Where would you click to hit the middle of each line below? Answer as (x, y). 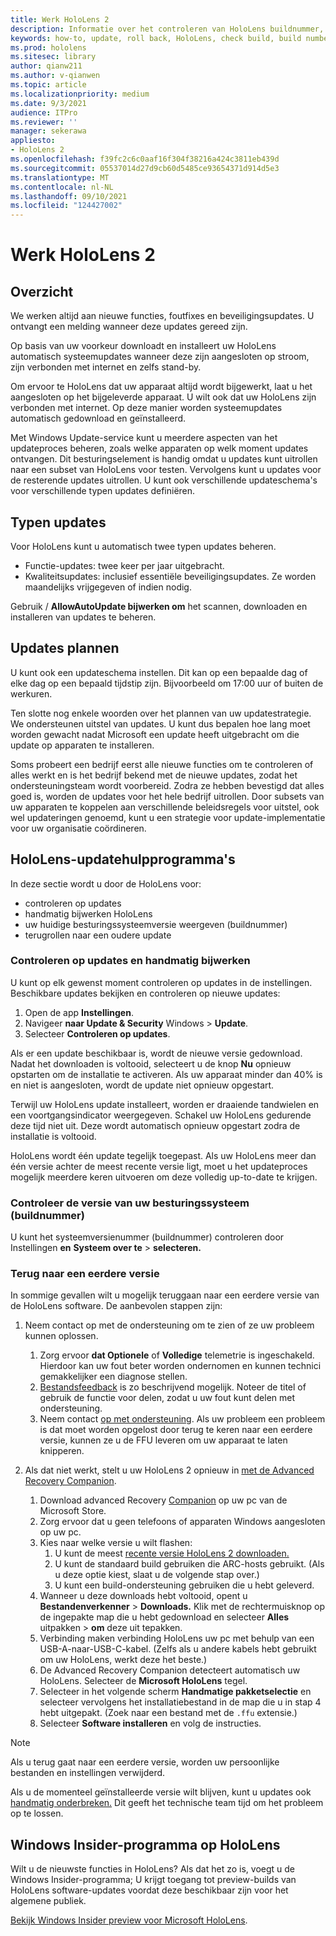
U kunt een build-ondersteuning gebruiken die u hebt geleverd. (184, 1585)
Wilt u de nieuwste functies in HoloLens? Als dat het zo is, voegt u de (152, 1869)
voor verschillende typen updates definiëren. (103, 491)
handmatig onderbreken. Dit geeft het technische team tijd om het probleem (167, 1803)
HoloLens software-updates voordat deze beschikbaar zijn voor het (149, 1890)
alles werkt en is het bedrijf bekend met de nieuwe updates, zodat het (154, 775)
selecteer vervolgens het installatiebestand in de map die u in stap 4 (180, 1702)
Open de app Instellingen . (79, 1012)
